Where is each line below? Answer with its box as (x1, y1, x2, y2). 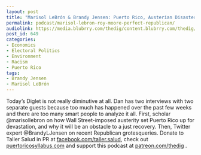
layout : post (6, 8, 39, 15)
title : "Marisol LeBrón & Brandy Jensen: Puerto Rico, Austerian (6, 14, 172, 20)
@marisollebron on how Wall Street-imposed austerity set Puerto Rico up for (6, 117, 195, 123)
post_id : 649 (6, 31, 39, 37)
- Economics (6, 42, 36, 48)
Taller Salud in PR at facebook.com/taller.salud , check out (6, 136, 148, 142)
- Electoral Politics (6, 48, 60, 54)
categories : (6, 37, 36, 42)
